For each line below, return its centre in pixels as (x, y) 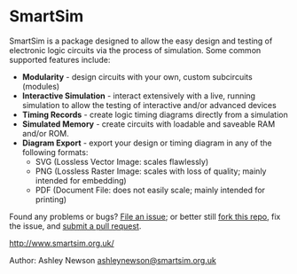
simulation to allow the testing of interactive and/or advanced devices (149, 105)
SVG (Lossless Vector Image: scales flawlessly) (122, 161)
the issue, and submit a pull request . (75, 226)
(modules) (41, 86)
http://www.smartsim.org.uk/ (62, 243)
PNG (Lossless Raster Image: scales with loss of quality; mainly (151, 171)
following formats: (55, 152)
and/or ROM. (45, 133)
